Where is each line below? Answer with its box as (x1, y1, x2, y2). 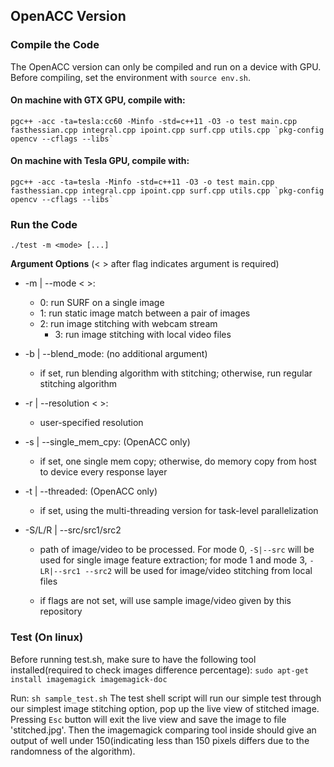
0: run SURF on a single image (39, 297, 165, 309)
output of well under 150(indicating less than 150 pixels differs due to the (10, 734, 310, 746)
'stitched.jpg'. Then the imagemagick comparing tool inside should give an (10, 724, 317, 736)
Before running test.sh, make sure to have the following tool (10, 653, 257, 665)
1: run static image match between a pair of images (39, 307, 251, 319)
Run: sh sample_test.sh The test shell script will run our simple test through (10, 692, 322, 704)
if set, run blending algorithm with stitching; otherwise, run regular (39, 367, 313, 379)
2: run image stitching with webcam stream (39, 318, 218, 330)
